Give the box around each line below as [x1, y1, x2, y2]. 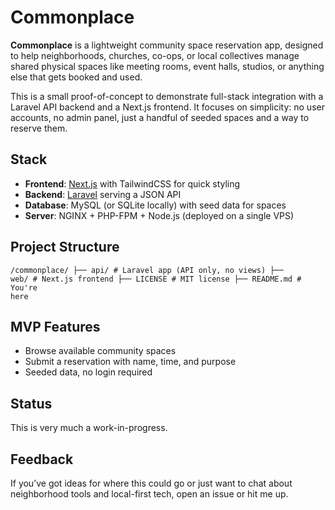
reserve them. [10, 122, 68, 134]
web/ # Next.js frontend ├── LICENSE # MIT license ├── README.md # [10, 274, 302, 284]
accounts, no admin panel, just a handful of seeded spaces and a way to [10, 111, 310, 123]
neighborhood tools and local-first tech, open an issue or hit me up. [10, 488, 289, 500]
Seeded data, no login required [24, 366, 153, 378]
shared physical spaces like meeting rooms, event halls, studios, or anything [10, 60, 325, 72]
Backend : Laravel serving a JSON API [24, 188, 182, 200]
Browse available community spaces [24, 345, 177, 357]
